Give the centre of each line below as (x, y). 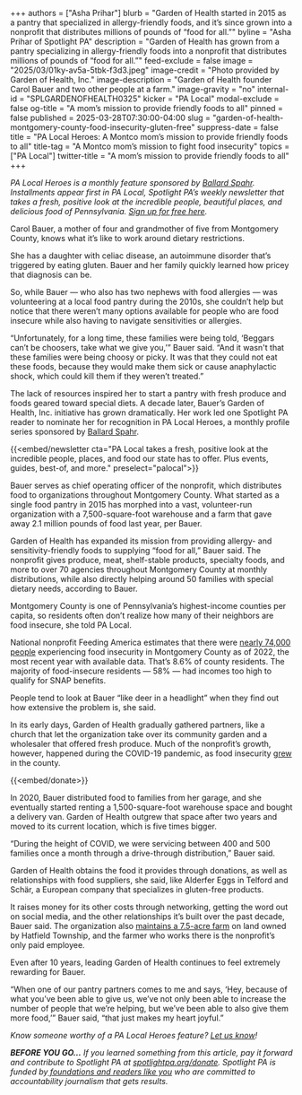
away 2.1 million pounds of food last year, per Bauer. (106, 523)
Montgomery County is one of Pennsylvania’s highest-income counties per (148, 606)
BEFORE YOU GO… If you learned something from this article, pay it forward (151, 1052)
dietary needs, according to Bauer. (74, 588)
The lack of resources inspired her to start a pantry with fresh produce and (148, 393)
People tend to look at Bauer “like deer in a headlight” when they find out (145, 698)
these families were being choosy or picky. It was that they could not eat (144, 357)
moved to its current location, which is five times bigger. (114, 826)
